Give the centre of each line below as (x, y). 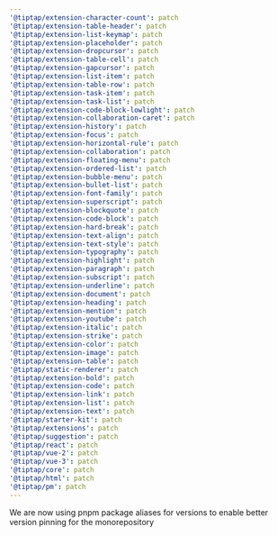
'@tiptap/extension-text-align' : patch (84, 235)
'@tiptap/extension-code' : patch (72, 386)
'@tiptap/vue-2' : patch (54, 453)
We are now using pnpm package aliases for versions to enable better (139, 512)
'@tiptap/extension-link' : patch (72, 395)
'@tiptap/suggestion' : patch (64, 436)
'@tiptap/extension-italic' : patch (76, 328)
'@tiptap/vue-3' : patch (54, 462)
